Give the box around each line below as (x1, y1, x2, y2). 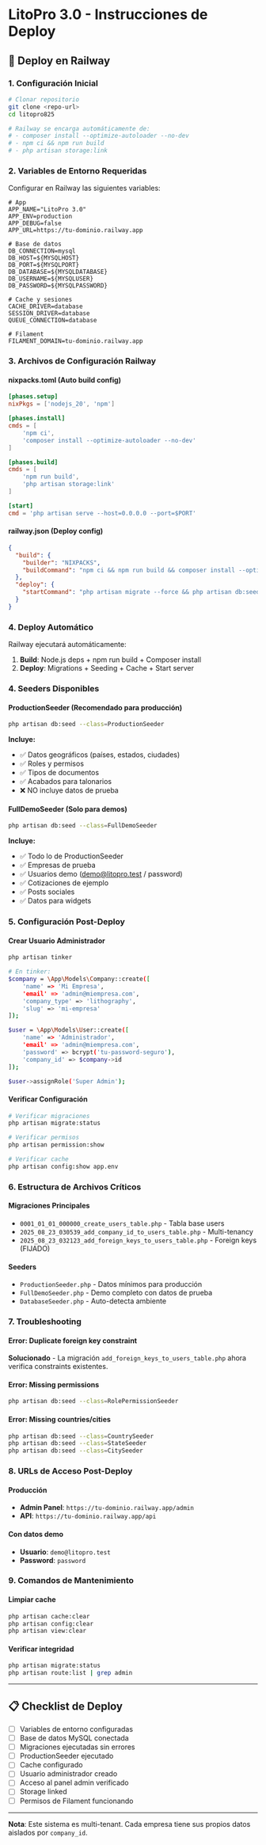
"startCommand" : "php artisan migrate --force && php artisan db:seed (22, 588, 260, 596)
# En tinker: (8, 968, 51, 976)
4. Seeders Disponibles (8, 683, 100, 694)
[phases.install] (8, 414, 66, 423)
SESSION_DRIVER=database (8, 310, 90, 318)
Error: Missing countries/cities (8, 1414, 111, 1424)
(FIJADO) (19, 1243, 51, 1253)
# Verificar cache (8, 1155, 69, 1163)
